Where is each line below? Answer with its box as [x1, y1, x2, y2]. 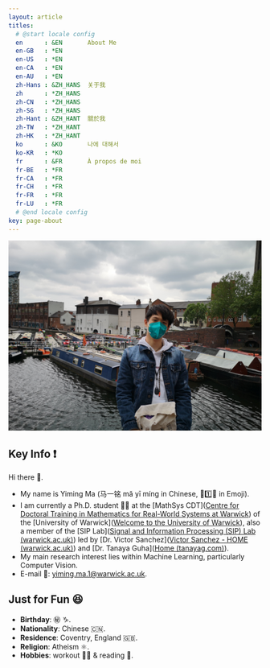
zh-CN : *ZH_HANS [15, 97, 81, 106]
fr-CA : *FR [15, 174, 63, 183]
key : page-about [8, 216, 63, 225]
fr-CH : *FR [15, 183, 63, 191]
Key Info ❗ [8, 447, 57, 461]
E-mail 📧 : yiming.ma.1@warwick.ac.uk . [19, 569, 147, 579]
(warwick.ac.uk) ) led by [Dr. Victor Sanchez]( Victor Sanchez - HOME [19, 535, 248, 545]
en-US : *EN [15, 56, 63, 64]
